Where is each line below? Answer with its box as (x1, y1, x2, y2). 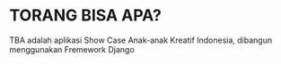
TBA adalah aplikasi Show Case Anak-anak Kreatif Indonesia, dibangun (9, 35, 272, 45)
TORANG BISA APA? (9, 5, 162, 26)
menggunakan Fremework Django (9, 44, 135, 54)
